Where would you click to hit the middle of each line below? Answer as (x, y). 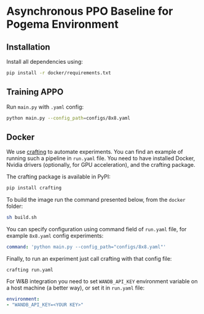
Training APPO (35, 92)
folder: (15, 206)
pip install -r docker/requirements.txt (59, 73)
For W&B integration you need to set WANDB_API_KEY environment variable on (102, 281)
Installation (28, 47)
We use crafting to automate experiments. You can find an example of (95, 152)
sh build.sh (22, 218)
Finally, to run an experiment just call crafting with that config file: (89, 258)
